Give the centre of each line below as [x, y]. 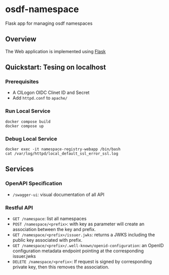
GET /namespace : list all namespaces [49, 219]
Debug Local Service [31, 139]
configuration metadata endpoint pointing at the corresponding [78, 251]
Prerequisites [22, 82]
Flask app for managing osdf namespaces [49, 23]
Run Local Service [28, 111]
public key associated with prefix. [47, 240]
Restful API [19, 207]
